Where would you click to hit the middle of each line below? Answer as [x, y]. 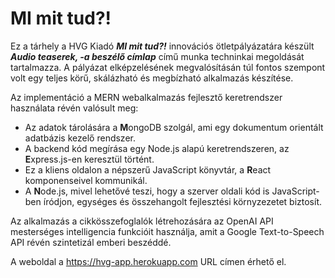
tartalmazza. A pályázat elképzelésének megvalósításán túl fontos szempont [168, 67]
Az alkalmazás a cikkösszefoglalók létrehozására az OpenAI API [142, 221]
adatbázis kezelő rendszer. [80, 138]
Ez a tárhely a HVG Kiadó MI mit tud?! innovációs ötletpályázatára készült [162, 46]
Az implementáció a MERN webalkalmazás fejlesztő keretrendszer [146, 97]
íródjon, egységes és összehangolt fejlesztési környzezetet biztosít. [182, 201]
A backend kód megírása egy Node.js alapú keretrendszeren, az [157, 148]
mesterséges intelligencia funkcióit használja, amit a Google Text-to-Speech [167, 231]
